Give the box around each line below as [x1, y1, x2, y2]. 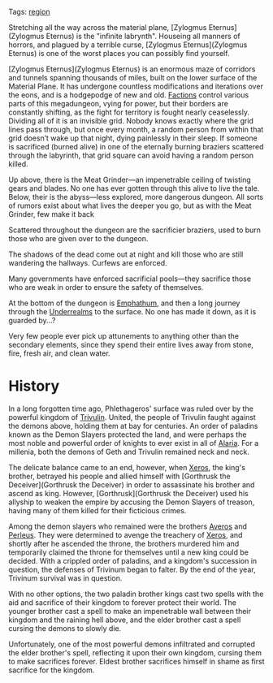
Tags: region [8, 7, 50, 16]
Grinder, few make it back [8, 210, 95, 218]
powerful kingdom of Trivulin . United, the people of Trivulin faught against [8, 412, 256, 421]
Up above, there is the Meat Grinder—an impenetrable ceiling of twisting [8, 175, 252, 184]
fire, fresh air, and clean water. [8, 348, 111, 358]
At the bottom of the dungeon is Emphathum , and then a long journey [8, 298, 240, 308]
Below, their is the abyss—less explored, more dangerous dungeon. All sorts [8, 192, 264, 201]
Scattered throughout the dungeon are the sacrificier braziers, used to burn [8, 225, 262, 235]
